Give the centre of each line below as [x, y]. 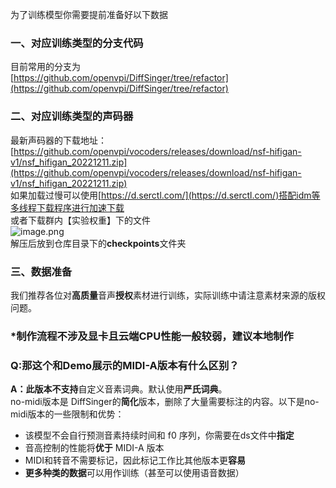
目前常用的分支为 [45, 67]
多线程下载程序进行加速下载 [67, 207]
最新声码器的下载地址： [58, 140]
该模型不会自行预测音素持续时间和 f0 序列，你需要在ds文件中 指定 [159, 435]
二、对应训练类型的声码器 [72, 116]
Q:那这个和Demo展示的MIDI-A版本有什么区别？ [125, 365]
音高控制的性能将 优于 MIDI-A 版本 [94, 448]
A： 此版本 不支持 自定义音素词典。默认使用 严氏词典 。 [119, 389]
